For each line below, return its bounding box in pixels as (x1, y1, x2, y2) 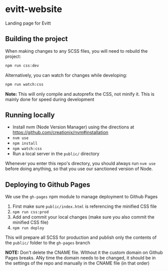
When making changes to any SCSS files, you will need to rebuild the (5, 48, 148, 54)
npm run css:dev (5, 63, 39, 68)
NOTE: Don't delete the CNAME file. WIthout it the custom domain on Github (5, 249, 163, 255)
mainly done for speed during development (5, 96, 94, 102)
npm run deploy (12, 226, 45, 231)
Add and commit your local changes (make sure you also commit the (12, 214, 154, 220)
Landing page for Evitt (5, 20, 51, 26)
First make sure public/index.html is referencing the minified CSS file (12, 203, 157, 209)
